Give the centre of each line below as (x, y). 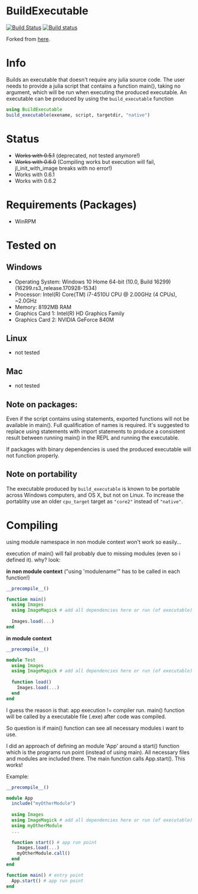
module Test (21, 660)
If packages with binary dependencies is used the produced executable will (99, 449)
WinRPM (25, 221)
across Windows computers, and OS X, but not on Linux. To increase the (95, 495)
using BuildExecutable (34, 109)
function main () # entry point (45, 875)
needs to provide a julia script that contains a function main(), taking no (93, 86)
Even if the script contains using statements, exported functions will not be (98, 419)
